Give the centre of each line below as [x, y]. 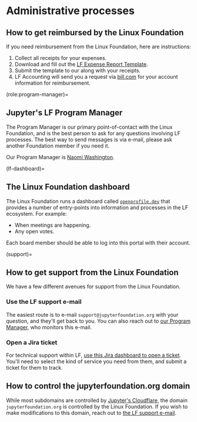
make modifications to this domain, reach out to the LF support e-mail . [91, 413]
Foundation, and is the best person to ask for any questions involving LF [93, 133]
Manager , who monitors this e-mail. [49, 327]
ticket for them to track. [34, 368]
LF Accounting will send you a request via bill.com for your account [96, 77]
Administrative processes [71, 11]
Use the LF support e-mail [44, 302]
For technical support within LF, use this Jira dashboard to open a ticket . [94, 355]
